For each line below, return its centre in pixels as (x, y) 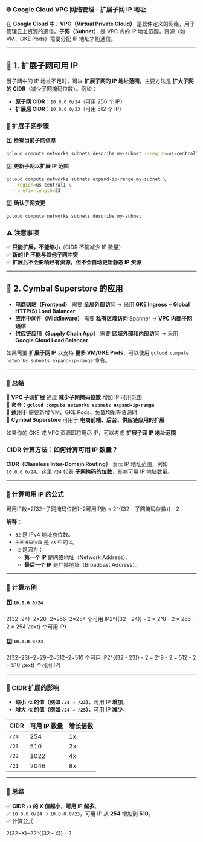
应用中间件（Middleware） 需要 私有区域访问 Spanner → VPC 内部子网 (103, 318)
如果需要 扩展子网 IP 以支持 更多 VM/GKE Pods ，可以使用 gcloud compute (98, 352)
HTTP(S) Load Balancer (45, 311)
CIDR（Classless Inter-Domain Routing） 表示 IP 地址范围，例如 (87, 464)
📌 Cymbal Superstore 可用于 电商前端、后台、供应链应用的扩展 (85, 420)
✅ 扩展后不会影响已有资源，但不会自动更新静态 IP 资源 (74, 262)
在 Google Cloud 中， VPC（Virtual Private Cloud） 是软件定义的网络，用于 (101, 24)
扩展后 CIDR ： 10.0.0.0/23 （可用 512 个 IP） (70, 109)
